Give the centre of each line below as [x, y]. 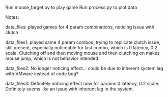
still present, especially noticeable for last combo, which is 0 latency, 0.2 [81, 47]
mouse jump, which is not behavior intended [52, 58]
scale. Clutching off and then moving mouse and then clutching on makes [82, 53]
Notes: [12, 17]
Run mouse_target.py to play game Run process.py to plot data [71, 7]
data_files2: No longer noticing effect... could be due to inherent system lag [84, 68]
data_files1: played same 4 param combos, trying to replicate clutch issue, [83, 42]
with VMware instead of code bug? [42, 74]
